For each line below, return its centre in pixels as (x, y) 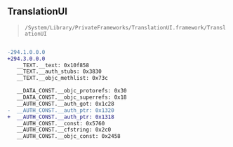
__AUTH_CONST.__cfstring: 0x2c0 (64, 130)
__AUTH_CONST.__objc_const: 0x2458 (68, 136)
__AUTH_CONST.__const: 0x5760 (61, 123)
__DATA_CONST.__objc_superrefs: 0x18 (72, 97)
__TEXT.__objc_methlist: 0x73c (62, 78)
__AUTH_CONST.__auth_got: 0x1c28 (65, 104)
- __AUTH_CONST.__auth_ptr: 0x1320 (61, 110)
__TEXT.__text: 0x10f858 (53, 65)
